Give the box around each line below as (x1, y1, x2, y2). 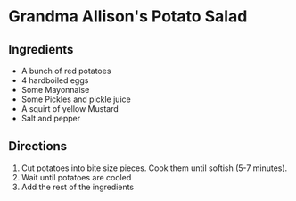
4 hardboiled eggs (21, 75, 89, 86)
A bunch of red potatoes (21, 65, 111, 76)
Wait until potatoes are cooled (21, 172, 132, 182)
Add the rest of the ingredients (21, 181, 135, 192)
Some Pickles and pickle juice (21, 94, 131, 105)
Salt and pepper (21, 113, 81, 123)
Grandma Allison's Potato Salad (8, 6, 248, 27)
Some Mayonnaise (21, 85, 90, 95)
